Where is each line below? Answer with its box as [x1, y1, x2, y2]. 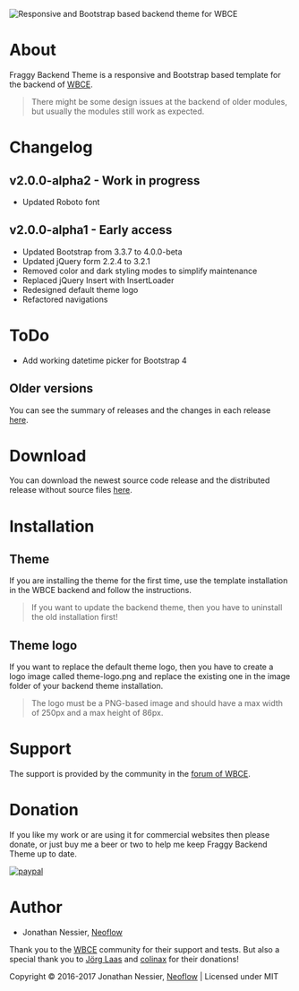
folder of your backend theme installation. [9, 681, 164, 692]
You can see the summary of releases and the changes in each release [9, 404, 271, 416]
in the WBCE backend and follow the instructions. [9, 585, 192, 596]
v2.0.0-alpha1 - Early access [9, 222, 173, 237]
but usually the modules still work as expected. [30, 106, 205, 116]
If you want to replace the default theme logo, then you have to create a [9, 661, 274, 672]
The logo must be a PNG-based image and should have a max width [30, 698, 284, 709]
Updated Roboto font [21, 196, 100, 207]
